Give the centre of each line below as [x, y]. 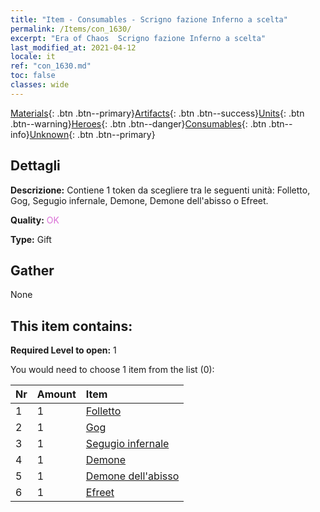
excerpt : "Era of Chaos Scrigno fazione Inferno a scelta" [138, 38]
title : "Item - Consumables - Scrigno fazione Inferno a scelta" [149, 19]
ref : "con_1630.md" [51, 66]
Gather [32, 270]
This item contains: [71, 326]
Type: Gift [31, 239]
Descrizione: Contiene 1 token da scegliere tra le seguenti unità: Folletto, [160, 190]
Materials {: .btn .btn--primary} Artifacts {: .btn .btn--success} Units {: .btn [157, 113]
